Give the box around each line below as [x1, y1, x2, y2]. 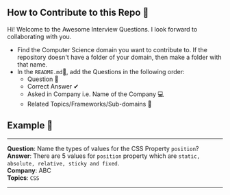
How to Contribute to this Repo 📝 [7, 7, 149, 19]
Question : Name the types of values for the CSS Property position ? [7, 144, 199, 152]
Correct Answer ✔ [27, 82, 79, 90]
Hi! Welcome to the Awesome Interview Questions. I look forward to [7, 25, 198, 33]
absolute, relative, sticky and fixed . [7, 159, 120, 167]
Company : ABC [7, 166, 51, 174]
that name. [16, 60, 48, 69]
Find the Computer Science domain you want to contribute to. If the [16, 45, 207, 54]
